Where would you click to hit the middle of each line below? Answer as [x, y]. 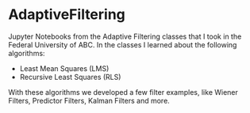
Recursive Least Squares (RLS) [70, 77]
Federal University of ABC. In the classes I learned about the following [123, 44]
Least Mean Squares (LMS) [64, 68]
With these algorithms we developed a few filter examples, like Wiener [123, 92]
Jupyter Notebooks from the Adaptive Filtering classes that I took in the [125, 36]
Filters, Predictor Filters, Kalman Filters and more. [89, 100]
